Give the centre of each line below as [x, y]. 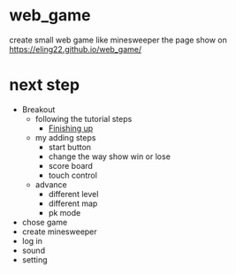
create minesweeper [59, 232]
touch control [72, 175]
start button [69, 147]
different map [73, 203]
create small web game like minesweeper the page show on [118, 40]
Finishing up [71, 128]
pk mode [65, 212]
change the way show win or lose [109, 156]
